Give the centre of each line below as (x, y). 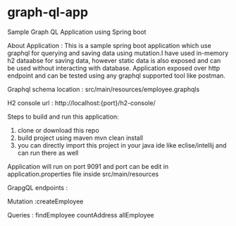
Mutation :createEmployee (45, 201)
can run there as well (48, 153)
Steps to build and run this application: (63, 117)
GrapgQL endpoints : (38, 187)
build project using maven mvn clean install (80, 138)
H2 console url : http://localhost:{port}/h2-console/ (82, 102)
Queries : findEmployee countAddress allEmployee (81, 215)
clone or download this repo (58, 130)
